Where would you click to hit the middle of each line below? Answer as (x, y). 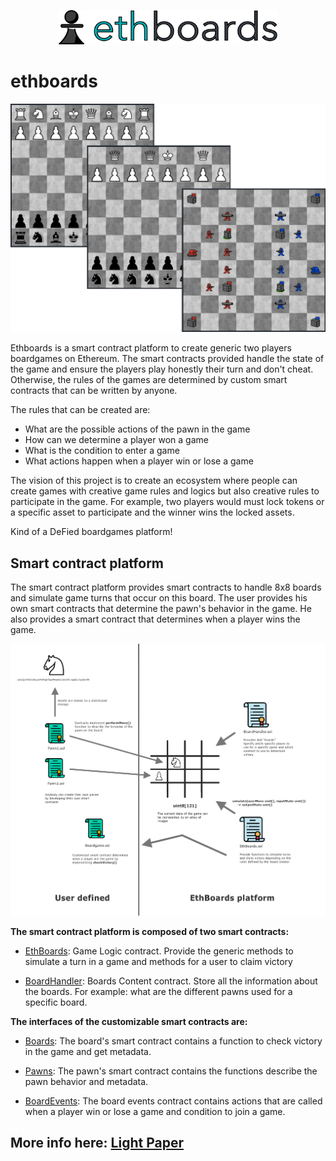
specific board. (56, 1002)
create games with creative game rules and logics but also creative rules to (165, 491)
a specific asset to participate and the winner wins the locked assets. (152, 512)
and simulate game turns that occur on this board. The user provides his (159, 597)
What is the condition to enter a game (102, 451)
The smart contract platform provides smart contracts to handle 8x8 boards (166, 587)
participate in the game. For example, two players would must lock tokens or (167, 502)
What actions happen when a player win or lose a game (139, 461)
